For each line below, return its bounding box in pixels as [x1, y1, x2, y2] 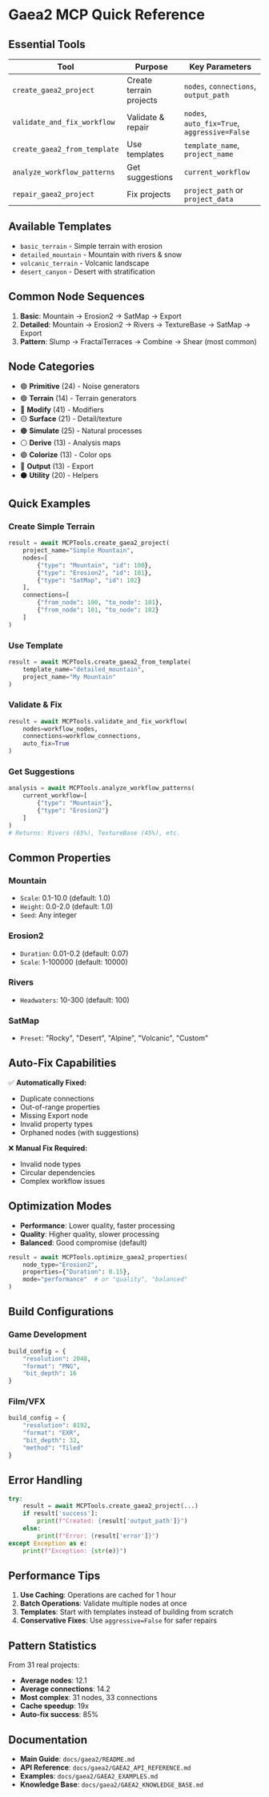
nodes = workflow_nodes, [22, 724, 98, 733]
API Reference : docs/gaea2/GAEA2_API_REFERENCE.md [19, 1763, 191, 1772]
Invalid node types [19, 1159, 82, 1169]
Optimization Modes [8, 1199, 112, 1213]
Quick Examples [8, 496, 91, 510]
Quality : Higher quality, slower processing [19, 1229, 160, 1238]
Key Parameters [189, 62, 252, 72]
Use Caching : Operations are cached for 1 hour [19, 1590, 177, 1600]
